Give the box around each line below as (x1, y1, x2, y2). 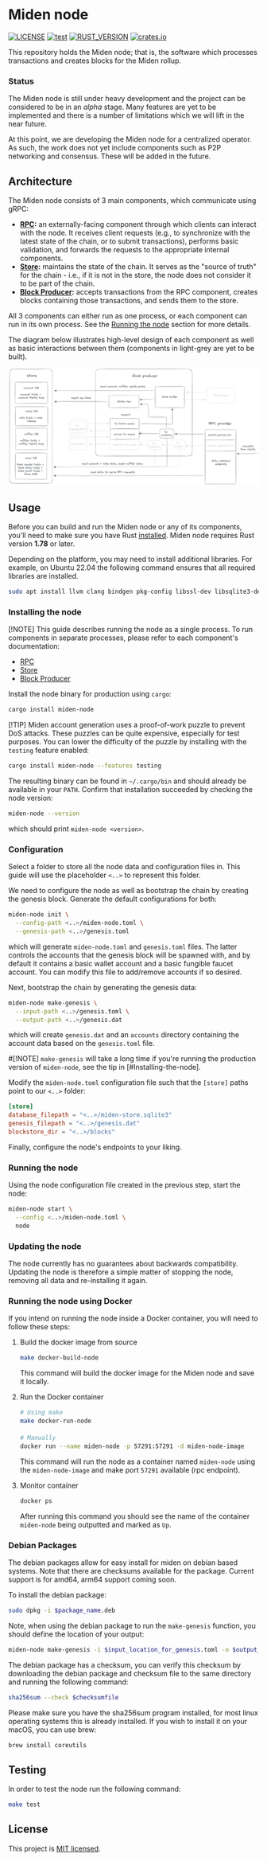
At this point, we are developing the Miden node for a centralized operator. (8, 135, 252, 144)
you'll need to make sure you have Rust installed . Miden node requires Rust (8, 531, 255, 540)
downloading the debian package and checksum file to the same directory (8, 1668, 252, 1678)
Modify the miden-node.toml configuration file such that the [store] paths (8, 1078, 249, 1087)
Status (8, 76, 34, 87)
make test (8, 1801, 41, 1808)
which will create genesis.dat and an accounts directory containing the (8, 1030, 240, 1040)
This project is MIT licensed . (8, 1843, 101, 1853)
